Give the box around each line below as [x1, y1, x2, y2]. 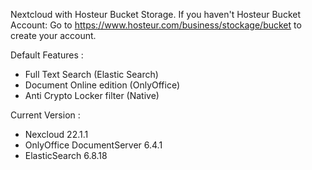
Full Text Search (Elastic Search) [24, 69, 159, 80]
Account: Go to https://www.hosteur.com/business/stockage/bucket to [10, 19, 302, 31]
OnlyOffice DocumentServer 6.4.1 [24, 139, 163, 151]
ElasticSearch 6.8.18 [24, 150, 108, 161]
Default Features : [10, 49, 84, 61]
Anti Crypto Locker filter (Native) [24, 90, 160, 101]
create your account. [10, 30, 97, 41]
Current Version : [10, 109, 81, 121]
